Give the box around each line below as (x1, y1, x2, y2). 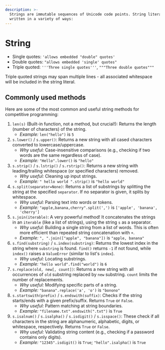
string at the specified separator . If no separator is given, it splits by (12, 189, 150, 195)
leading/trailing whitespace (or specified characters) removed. (12, 168, 139, 174)
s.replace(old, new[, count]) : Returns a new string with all (12, 266, 134, 272)
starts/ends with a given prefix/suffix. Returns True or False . (12, 298, 134, 304)
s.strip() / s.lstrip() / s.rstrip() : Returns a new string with (12, 163, 138, 169)
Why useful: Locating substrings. (19, 256, 87, 262)
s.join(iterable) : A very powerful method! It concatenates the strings (12, 214, 156, 220)
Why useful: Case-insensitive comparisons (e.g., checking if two (19, 147, 151, 153)
